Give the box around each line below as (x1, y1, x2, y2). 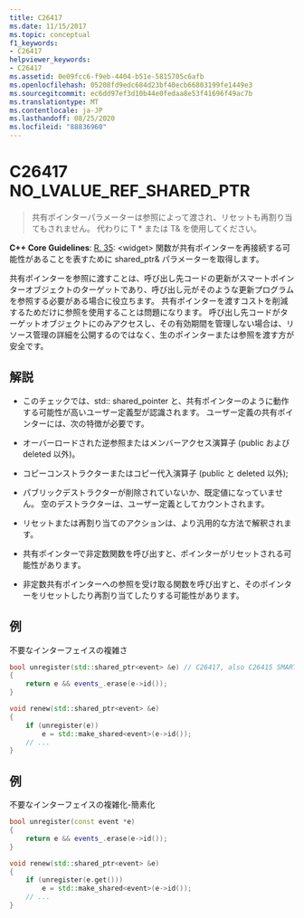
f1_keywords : (9, 38, 59, 48)
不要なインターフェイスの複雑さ (9, 644, 128, 656)
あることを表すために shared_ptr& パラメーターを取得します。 (33, 253, 264, 264)
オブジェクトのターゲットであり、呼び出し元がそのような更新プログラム (24, 284, 294, 295)
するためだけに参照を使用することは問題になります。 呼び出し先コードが (9, 307, 280, 317)
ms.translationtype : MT (9, 97, 100, 107)
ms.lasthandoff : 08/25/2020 (9, 114, 116, 123)
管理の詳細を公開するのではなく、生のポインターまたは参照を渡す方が (33, 329, 295, 340)
